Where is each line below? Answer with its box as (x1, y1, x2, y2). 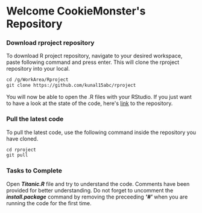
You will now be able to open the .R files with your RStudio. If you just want (6, 94, 192, 101)
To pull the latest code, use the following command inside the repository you (6, 129, 197, 136)
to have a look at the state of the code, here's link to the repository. (6, 100, 173, 107)
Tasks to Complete (6, 167, 62, 175)
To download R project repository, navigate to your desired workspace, (6, 52, 183, 60)
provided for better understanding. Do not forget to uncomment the (6, 186, 174, 194)
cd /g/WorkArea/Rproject (6, 77, 69, 83)
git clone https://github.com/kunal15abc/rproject (6, 83, 136, 89)
